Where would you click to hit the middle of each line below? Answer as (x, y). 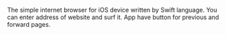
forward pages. (29, 24)
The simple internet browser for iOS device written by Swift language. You (112, 10)
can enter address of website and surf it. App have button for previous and (113, 17)
